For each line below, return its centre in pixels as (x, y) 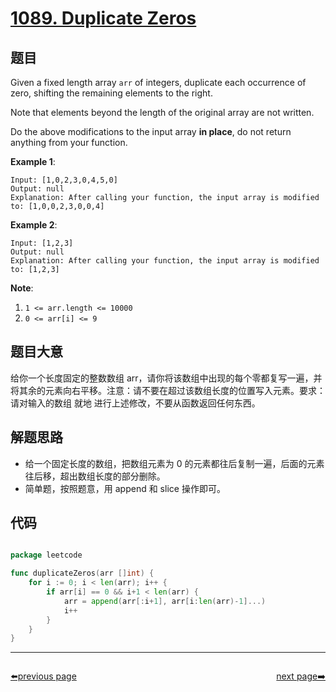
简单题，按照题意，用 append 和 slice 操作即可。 (125, 488)
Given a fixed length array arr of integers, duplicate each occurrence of (158, 82)
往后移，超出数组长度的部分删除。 (95, 476)
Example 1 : (33, 161)
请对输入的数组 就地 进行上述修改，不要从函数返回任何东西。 (135, 403)
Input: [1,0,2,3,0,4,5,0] (64, 180)
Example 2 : (34, 225)
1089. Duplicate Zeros (103, 18)
